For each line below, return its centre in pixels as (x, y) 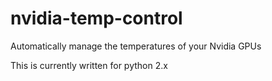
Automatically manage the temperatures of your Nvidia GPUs (136, 46)
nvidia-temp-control (96, 18)
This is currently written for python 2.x (89, 65)
